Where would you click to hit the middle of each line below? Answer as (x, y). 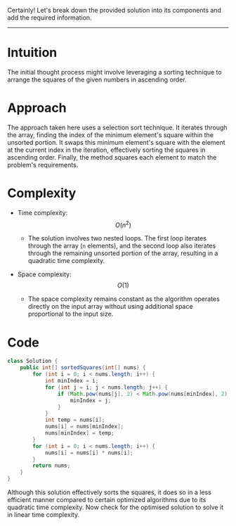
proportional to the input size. (71, 314)
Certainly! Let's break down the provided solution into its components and (114, 10)
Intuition (32, 53)
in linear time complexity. (43, 515)
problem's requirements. (43, 165)
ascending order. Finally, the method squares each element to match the (112, 157)
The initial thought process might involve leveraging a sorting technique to (115, 72)
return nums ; (52, 466)
